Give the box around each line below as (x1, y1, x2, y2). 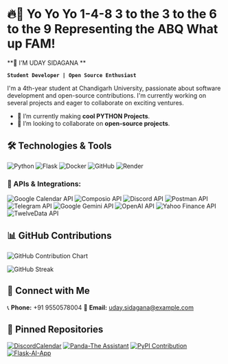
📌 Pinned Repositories (7, 323, 104, 336)
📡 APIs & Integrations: (7, 179, 81, 189)
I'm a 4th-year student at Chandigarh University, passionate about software (7, 84, 221, 92)
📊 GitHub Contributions (7, 230, 112, 242)
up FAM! (7, 36, 56, 52)
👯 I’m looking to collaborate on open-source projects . (16, 119, 170, 127)
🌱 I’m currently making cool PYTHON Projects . (16, 111, 150, 120)
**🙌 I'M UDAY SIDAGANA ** (7, 58, 87, 67)
